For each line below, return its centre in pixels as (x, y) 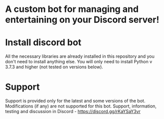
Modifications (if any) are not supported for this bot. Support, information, (81, 106)
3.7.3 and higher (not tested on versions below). (54, 67)
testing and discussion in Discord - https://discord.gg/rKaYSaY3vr (73, 112)
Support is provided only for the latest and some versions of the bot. (75, 101)
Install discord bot (43, 43)
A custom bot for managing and (72, 9)
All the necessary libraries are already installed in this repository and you (80, 56)
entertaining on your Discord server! (82, 20)
